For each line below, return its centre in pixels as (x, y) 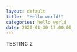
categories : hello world (36, 22)
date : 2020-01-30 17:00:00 (39, 27)
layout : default (26, 11)
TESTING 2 (20, 44)
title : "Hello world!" (35, 17)
